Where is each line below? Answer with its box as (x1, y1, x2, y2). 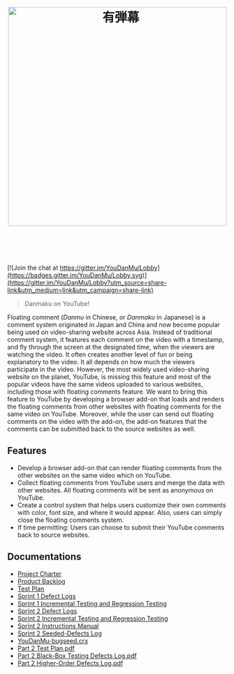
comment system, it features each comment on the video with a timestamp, (7, 335, 225, 343)
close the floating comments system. (17, 516, 124, 524)
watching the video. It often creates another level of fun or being (7, 350, 193, 359)
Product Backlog (17, 577, 66, 585)
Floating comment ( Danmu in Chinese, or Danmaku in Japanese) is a (7, 312, 206, 321)
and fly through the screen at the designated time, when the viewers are (7, 343, 215, 351)
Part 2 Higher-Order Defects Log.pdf (17, 659, 124, 667)
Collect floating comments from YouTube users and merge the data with (17, 479, 225, 487)
